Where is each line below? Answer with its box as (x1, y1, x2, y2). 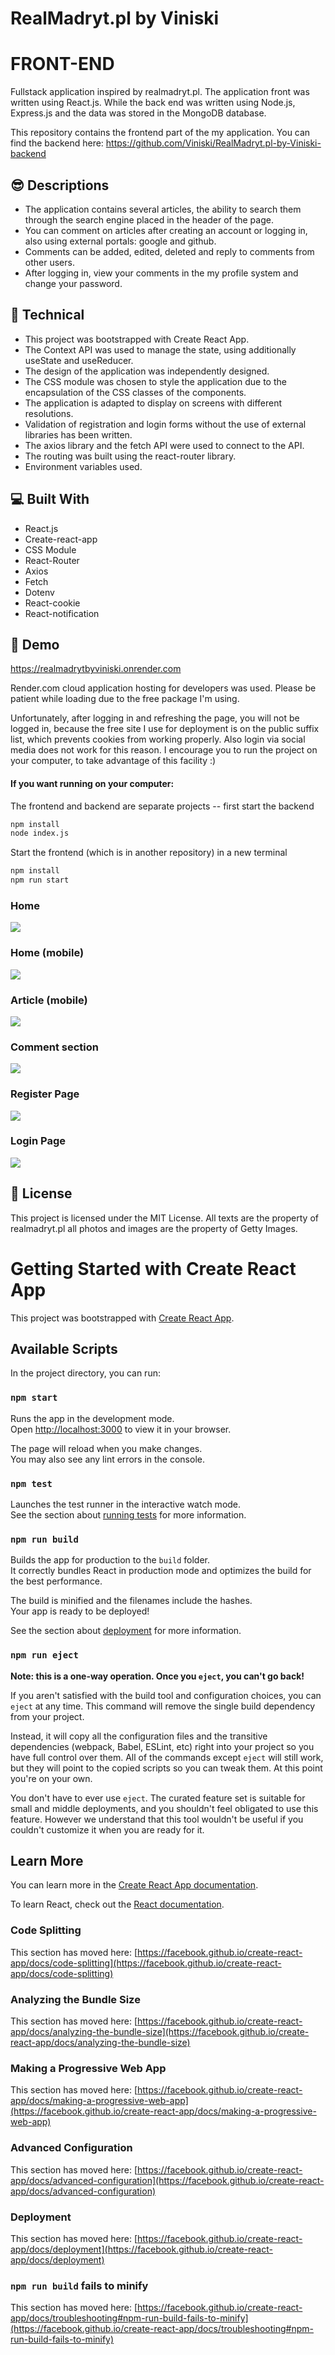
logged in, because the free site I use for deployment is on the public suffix (10, 723, 320, 735)
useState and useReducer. (24, 354, 134, 366)
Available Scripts (10, 1341, 118, 1357)
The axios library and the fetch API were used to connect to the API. (24, 439, 305, 451)
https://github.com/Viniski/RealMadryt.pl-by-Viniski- (105, 137, 322, 149)
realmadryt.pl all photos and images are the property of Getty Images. (10, 1222, 298, 1234)
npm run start (10, 875, 70, 886)
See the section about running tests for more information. (10, 1509, 247, 1521)
